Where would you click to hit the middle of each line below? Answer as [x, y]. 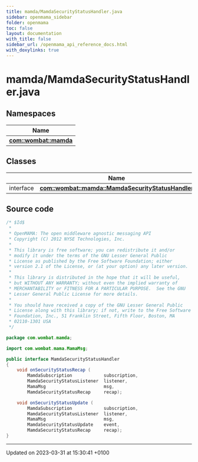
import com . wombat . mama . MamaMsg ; [47, 348]
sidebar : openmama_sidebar [39, 17]
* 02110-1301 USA [30, 322]
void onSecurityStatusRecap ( [54, 370]
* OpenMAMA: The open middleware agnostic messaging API [80, 234]
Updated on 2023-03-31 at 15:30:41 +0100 [58, 453]
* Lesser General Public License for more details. [73, 294]
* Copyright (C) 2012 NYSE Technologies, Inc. [67, 239]
